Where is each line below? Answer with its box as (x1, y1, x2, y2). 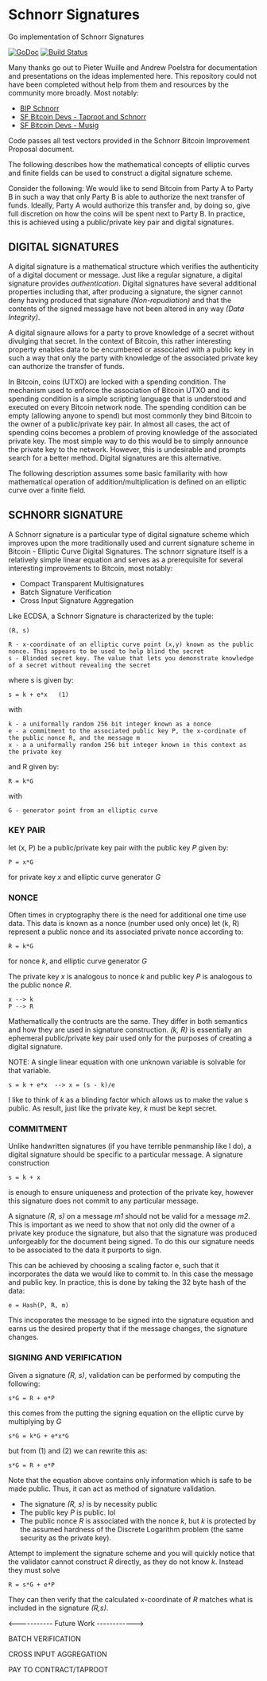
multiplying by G (8, 1416, 62, 1426)
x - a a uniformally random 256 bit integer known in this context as (8, 741, 247, 749)
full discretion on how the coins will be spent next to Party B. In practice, (8, 208, 246, 218)
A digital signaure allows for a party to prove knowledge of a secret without (8, 328, 254, 337)
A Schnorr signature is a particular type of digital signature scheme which (8, 529, 250, 539)
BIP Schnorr (19, 103, 60, 113)
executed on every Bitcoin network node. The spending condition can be (8, 402, 247, 411)
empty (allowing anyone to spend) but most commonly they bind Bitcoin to (8, 411, 253, 420)
